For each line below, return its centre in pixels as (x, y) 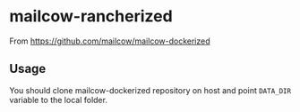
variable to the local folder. (58, 100)
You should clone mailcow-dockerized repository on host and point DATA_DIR (150, 90)
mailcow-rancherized (91, 16)
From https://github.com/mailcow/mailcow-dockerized (110, 41)
